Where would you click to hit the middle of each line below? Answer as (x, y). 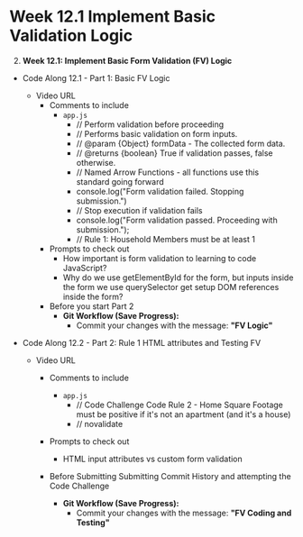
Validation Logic (71, 36)
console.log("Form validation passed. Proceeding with (177, 220)
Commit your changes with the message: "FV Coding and (184, 513)
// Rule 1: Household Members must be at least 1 (165, 239)
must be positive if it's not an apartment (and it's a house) (184, 414)
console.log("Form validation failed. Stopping (160, 191)
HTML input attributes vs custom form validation (153, 459)
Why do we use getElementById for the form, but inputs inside (178, 278)
